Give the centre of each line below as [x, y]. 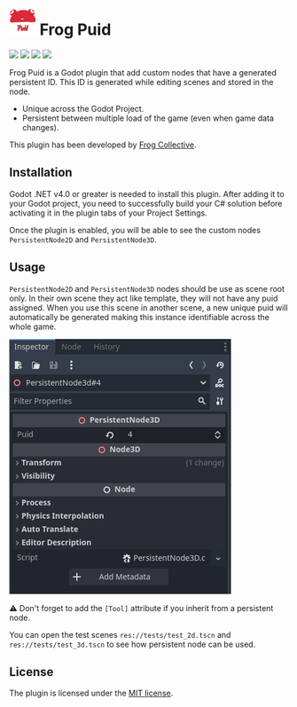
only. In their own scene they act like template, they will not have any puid [144, 298]
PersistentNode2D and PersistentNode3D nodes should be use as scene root [147, 288]
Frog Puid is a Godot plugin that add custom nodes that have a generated [143, 72]
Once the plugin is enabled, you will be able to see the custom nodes [135, 230]
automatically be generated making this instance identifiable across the [140, 317]
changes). [40, 127]
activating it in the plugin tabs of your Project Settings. [108, 213]
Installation [41, 173]
